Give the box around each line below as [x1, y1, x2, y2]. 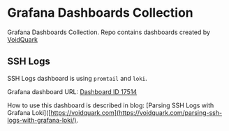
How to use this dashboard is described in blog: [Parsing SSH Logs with [7, 101, 214, 109]
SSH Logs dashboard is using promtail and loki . [7, 74, 148, 82]
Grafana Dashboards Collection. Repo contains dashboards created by [7, 28, 211, 36]
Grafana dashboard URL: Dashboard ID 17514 [7, 87, 138, 95]
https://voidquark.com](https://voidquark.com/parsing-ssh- [50, 108, 222, 116]
